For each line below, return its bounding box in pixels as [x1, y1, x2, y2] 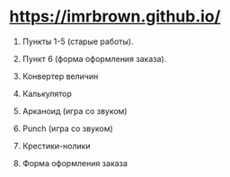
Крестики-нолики [22, 140, 92, 151]
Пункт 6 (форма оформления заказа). [22, 53, 167, 64]
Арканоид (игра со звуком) [22, 105, 128, 116]
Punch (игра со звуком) [22, 123, 114, 134]
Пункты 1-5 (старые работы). [22, 36, 134, 47]
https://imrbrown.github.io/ [9, 6, 221, 27]
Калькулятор [22, 88, 72, 99]
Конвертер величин [22, 70, 99, 82]
